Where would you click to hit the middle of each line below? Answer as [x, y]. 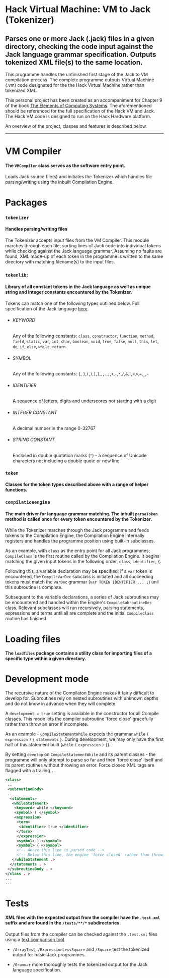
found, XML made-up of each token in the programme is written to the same [84, 256]
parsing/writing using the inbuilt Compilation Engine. [60, 182]
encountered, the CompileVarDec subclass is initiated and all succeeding [79, 577]
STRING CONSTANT [33, 440]
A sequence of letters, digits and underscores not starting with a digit [84, 401]
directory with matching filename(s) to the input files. [60, 261]
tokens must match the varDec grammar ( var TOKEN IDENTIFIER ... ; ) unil [82, 582]
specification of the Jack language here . [47, 308]
